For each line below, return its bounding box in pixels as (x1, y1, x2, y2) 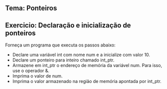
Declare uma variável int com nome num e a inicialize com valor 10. (12, 52, 151, 58)
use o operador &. (12, 67, 50, 74)
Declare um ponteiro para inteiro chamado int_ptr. (12, 57, 115, 63)
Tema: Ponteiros (5, 4, 57, 12)
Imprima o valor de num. (12, 73, 63, 79)
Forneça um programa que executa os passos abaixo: (5, 42, 116, 48)
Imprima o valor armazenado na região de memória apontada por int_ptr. (12, 78, 162, 84)
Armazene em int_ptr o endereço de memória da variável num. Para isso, (12, 62, 163, 68)
